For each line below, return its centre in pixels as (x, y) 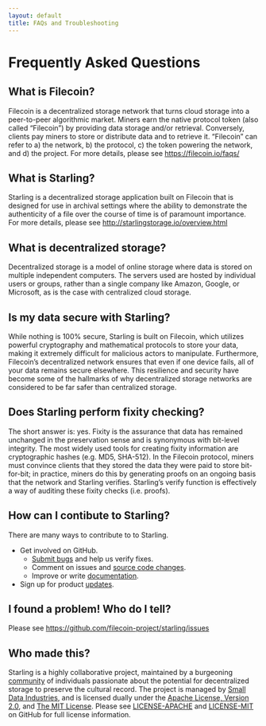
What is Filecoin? (52, 92)
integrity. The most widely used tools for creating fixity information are (123, 448)
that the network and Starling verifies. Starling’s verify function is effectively (132, 482)
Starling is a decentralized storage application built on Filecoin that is (121, 197)
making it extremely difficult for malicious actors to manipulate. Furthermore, (133, 353)
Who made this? (49, 653)
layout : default (35, 16)
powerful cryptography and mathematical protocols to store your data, (123, 345)
